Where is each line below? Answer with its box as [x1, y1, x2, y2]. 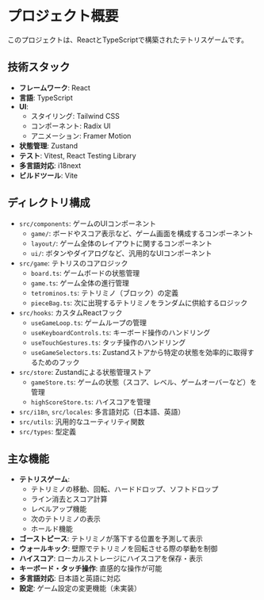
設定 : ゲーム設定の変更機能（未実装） [18, 583, 142, 593]
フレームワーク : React [18, 82, 90, 92]
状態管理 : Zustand [18, 140, 78, 151]
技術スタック [7, 60, 71, 74]
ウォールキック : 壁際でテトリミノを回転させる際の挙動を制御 [18, 544, 218, 553]
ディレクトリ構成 [7, 196, 90, 210]
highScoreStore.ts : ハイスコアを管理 [30, 397, 151, 407]
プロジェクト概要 [7, 7, 120, 25]
